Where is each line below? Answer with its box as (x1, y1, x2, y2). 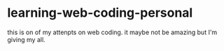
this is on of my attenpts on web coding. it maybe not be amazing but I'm (7, 28, 218, 36)
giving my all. (7, 35, 45, 43)
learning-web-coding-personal (7, 5, 193, 21)
